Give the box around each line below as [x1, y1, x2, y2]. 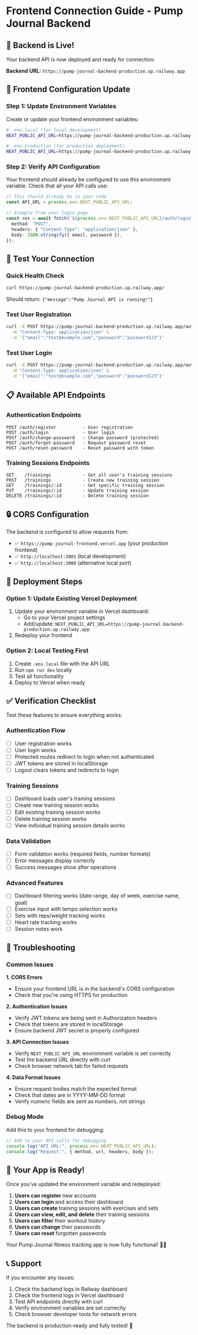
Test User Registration [6, 310, 72, 319]
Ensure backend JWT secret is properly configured [14, 1027, 140, 1034]
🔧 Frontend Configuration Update [6, 85, 131, 95]
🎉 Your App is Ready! [6, 1165, 85, 1175]
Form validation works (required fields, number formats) [14, 850, 151, 857]
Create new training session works [14, 802, 99, 809]
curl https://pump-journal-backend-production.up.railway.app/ [6, 285, 165, 291]
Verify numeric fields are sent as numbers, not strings [14, 1098, 146, 1105]
